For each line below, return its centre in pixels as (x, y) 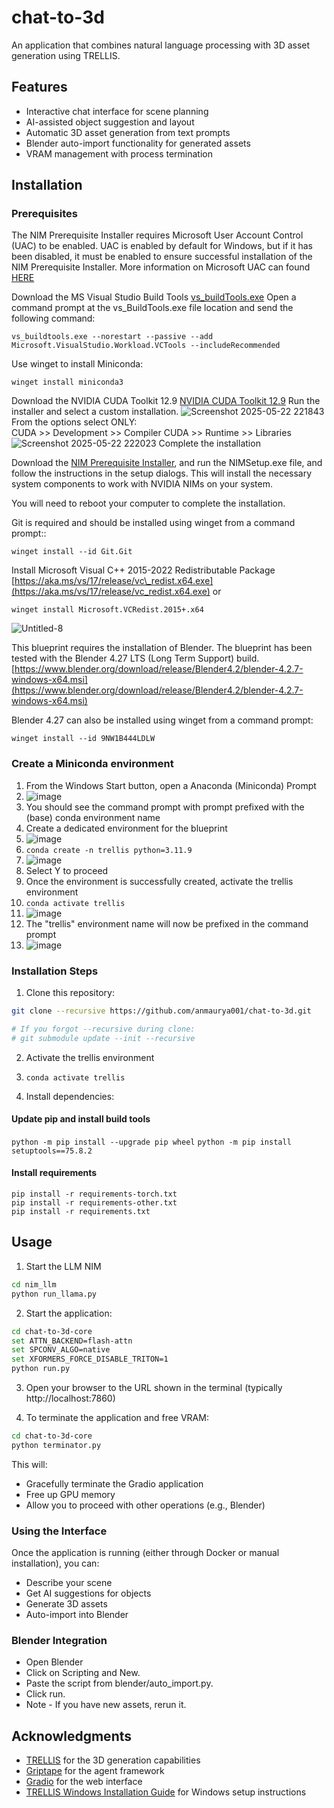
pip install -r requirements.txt (81, 1212)
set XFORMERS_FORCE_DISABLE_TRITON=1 (90, 1359)
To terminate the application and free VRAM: (117, 1417)
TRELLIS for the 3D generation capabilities (113, 1760)
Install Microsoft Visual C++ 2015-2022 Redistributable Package (143, 570)
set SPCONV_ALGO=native (61, 1350)
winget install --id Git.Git (72, 552)
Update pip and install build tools (81, 1119)
